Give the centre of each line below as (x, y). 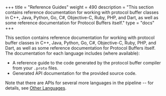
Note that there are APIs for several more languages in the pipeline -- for (80, 83)
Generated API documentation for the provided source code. (74, 73)
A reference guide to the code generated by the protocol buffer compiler (86, 63)
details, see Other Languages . (36, 88)
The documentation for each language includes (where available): (73, 53)
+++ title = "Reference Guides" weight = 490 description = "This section (80, 7)
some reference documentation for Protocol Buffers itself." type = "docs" (80, 23)
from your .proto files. (35, 68)
